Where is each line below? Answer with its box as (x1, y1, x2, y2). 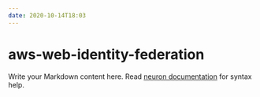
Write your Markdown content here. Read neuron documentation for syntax (8, 72, 252, 81)
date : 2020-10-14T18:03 (8, 11, 87, 20)
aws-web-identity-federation (8, 45, 205, 63)
